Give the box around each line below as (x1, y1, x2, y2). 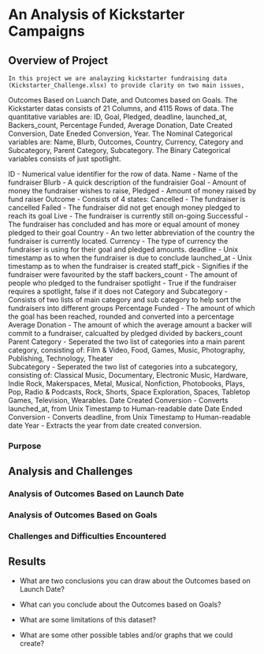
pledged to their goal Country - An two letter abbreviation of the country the (8, 228, 255, 237)
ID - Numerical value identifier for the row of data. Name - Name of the (8, 170, 239, 178)
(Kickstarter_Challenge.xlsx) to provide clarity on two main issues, (8, 81, 245, 89)
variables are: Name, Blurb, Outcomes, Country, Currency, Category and (8, 137, 244, 147)
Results (8, 555, 46, 569)
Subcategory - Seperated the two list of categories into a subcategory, (8, 362, 238, 372)
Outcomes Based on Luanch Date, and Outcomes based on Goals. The (8, 95, 238, 104)
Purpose (8, 440, 42, 451)
